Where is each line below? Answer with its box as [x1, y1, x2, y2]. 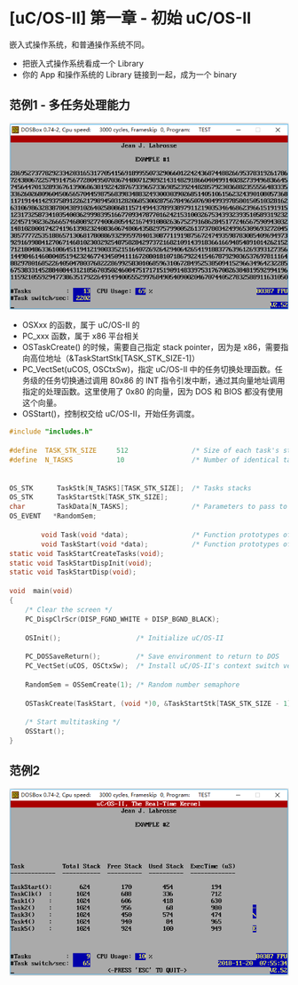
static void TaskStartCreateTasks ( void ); [9, 549, 165, 558]
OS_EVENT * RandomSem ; [9, 512, 98, 520]
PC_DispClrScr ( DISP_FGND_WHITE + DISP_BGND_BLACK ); [25, 615, 220, 624]
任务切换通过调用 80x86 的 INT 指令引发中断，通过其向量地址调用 [45, 375, 286, 386]
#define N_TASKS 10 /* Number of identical [9, 455, 279, 465]
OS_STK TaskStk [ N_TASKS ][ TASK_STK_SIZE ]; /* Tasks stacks [9, 483, 252, 493]
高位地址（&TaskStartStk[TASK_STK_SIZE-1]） [29, 353, 200, 364]
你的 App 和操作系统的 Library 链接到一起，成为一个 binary [21, 68, 238, 80]
